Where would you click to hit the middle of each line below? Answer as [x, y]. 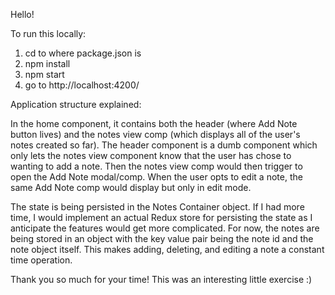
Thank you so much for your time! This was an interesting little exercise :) [161, 279]
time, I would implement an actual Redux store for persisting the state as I [161, 217]
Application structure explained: [76, 104]
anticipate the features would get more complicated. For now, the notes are [165, 228]
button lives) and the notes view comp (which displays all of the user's [155, 134]
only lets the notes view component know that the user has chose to [151, 155]
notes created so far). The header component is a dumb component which [164, 145]
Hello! [22, 14]
